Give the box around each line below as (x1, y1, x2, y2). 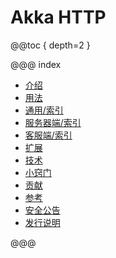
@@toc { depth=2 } (10, 39, 91, 51)
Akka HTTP (10, 6, 107, 29)
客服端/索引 (24, 129, 73, 141)
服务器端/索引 (24, 116, 82, 128)
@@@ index (10, 58, 62, 70)
